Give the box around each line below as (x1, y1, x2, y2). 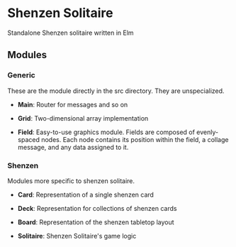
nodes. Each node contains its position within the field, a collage (41, 135, 229, 143)
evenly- (196, 128, 218, 136)
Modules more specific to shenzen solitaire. (7, 176, 135, 185)
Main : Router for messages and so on (17, 100, 128, 109)
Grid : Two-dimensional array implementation (17, 114, 149, 122)
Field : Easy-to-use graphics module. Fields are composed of (17, 128, 195, 136)
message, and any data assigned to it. (17, 143, 129, 151)
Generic (7, 70, 35, 80)
